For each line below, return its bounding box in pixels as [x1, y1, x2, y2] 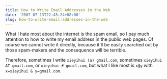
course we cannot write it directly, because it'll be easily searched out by [5, 42, 159, 48]
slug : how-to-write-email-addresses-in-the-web [5, 17, 108, 22]
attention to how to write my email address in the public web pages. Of [5, 36, 154, 42]
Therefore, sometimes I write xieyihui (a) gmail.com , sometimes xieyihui [5, 57, 162, 63]
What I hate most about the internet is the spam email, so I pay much [5, 31, 149, 37]
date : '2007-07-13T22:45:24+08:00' [5, 12, 81, 17]
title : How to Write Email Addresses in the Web [5, 7, 110, 13]
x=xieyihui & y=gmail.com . [5, 68, 62, 74]
